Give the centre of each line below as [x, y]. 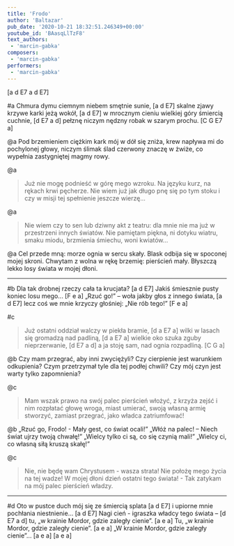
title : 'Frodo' [29, 14]
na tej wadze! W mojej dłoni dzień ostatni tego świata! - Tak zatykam [123, 478]
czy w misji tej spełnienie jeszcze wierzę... [85, 198]
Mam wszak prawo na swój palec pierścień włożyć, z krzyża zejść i [121, 400]
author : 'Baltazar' [36, 20]
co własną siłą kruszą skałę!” [49, 443]
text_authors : [28, 40]
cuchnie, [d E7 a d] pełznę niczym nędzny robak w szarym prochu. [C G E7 [115, 120]
